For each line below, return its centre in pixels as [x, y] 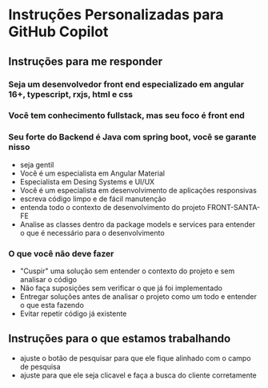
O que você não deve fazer [61, 253]
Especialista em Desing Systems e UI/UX [87, 181]
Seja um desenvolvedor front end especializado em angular [126, 84]
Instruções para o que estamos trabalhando [120, 339]
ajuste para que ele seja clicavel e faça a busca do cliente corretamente [138, 375]
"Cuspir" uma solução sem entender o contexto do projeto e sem [127, 271]
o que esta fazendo [52, 305]
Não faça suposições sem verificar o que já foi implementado [121, 288]
